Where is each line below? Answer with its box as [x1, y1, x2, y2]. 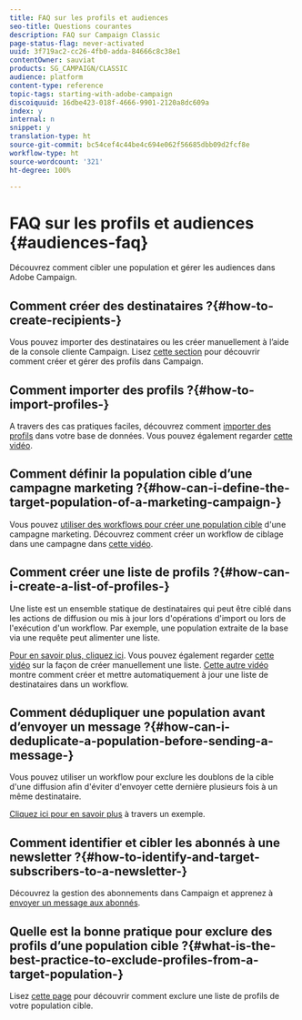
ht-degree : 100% [9, 166, 71, 175]
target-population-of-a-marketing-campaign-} [9, 495, 282, 510]
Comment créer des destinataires [9, 298, 204, 314]
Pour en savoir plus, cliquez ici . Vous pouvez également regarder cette [9, 650, 275, 661]
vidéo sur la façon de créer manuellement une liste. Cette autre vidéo [9, 659, 269, 670]
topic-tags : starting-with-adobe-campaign [9, 89, 173, 98]
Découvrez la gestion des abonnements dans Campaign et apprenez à [9, 888, 274, 899]
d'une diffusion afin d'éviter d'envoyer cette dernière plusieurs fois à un [9, 782, 278, 793]
